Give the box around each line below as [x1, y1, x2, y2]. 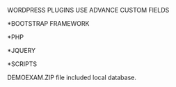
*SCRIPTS [7, 60, 37, 68]
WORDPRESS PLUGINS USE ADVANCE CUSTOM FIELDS [7, 6, 170, 14]
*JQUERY [7, 47, 36, 54]
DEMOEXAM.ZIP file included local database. [7, 73, 137, 81]
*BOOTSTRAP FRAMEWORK [7, 19, 90, 27]
